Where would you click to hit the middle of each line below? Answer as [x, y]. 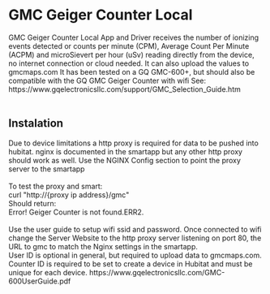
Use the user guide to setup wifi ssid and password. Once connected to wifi [135, 229]
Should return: [32, 203]
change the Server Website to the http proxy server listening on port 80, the [135, 238]
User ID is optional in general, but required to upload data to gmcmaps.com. [135, 255]
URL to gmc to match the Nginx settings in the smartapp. [103, 246]
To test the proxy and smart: [56, 186]
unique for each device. [48, 272]
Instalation [36, 123]
